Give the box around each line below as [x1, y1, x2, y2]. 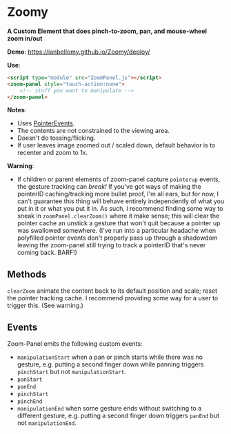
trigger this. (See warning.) [7, 301, 84, 310]
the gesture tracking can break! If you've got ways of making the [17, 183, 201, 191]
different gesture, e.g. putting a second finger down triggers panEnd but [17, 411, 219, 420]
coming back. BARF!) [17, 249, 78, 257]
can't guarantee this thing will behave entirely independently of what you [17, 197, 225, 205]
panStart [17, 376, 43, 383]
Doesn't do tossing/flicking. [17, 134, 96, 142]
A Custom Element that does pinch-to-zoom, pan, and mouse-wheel [7, 27, 208, 35]
